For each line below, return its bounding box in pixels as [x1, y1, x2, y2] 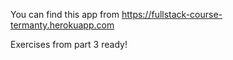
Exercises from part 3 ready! [10, 39, 128, 50]
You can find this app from [10, 9, 120, 20]
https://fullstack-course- [121, 9, 223, 20]
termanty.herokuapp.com [10, 19, 115, 31]
